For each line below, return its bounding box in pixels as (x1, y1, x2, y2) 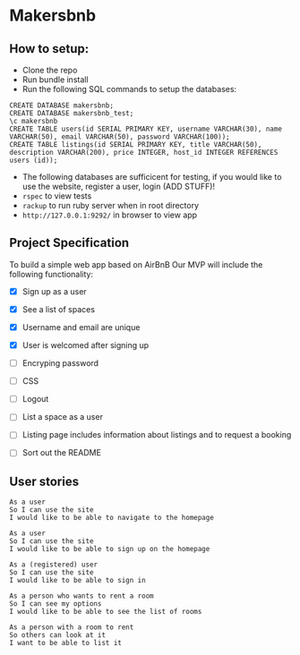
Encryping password (21, 358, 99, 369)
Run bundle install (21, 74, 89, 85)
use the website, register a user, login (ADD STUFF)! (21, 181, 216, 191)
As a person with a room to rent (9, 623, 134, 632)
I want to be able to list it (9, 639, 123, 648)
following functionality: (9, 268, 94, 279)
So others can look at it (9, 631, 106, 640)
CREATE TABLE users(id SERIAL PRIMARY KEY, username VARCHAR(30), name (9, 124, 282, 133)
